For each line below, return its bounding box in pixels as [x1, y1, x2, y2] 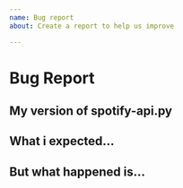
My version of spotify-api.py [9, 104, 173, 119]
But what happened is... [9, 164, 145, 179]
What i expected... [9, 133, 115, 149]
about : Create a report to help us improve [9, 21, 175, 30]
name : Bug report [9, 13, 74, 22]
